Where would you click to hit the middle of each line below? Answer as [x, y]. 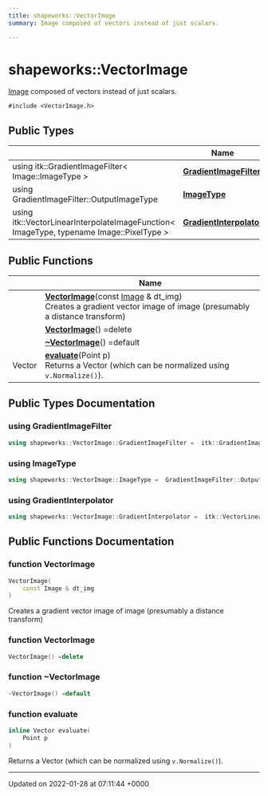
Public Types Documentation [82, 404]
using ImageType [42, 463]
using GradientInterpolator [61, 500]
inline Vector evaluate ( [49, 731]
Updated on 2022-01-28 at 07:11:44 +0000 [79, 783]
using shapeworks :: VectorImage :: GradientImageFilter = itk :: [114, 443]
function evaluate [43, 714]
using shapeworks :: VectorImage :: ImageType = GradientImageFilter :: [124, 479]
